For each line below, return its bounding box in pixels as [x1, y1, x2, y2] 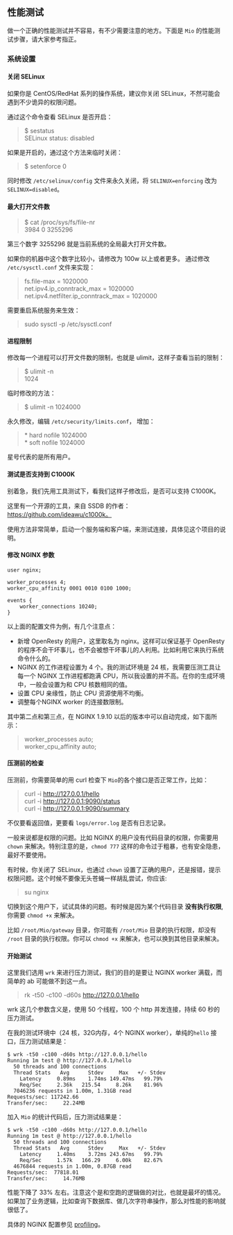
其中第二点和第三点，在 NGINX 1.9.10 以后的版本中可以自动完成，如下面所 [7, 712, 217, 720]
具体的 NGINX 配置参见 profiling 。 [7, 1220, 104, 1229]
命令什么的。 [17, 654, 54, 663]
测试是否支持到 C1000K [7, 470, 76, 478]
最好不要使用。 [7, 851, 50, 859]
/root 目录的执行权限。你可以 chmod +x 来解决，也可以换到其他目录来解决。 [7, 934, 223, 942]
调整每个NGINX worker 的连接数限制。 [17, 697, 128, 706]
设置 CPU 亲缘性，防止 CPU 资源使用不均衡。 [17, 689, 148, 697]
